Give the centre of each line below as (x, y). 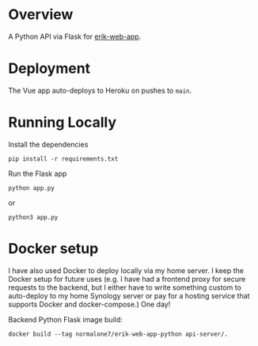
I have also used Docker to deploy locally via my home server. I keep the (126, 270)
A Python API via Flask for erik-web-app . (75, 36)
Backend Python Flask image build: (65, 319)
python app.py (32, 188)
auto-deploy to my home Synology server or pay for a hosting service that (129, 295)
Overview (41, 15)
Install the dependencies (48, 144)
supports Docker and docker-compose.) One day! (89, 304)
